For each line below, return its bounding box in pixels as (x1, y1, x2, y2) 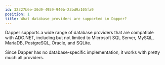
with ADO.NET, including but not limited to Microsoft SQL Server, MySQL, (5, 35, 154, 41)
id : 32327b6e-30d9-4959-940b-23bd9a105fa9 (5, 7, 94, 12)
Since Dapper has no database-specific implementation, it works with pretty (5, 49, 161, 55)
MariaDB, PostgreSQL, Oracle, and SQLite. (5, 40, 91, 46)
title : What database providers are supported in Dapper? (5, 16, 127, 21)
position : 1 (5, 12, 30, 17)
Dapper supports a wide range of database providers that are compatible (5, 30, 154, 36)
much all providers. (5, 55, 44, 61)
